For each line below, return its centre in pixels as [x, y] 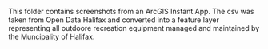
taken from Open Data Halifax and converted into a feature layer [114, 20]
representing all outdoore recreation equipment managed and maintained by [134, 28]
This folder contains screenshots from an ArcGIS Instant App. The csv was [131, 11]
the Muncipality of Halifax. [52, 36]
